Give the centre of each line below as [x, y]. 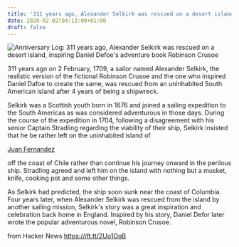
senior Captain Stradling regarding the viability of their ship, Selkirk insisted [118, 128]
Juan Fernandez [31, 149]
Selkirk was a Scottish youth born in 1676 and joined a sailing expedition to [117, 105]
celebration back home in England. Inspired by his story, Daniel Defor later [116, 215]
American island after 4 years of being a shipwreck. [83, 91]
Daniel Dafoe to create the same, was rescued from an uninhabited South [115, 84]
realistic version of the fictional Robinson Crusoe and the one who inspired [117, 76]
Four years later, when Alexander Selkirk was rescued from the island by [113, 199]
